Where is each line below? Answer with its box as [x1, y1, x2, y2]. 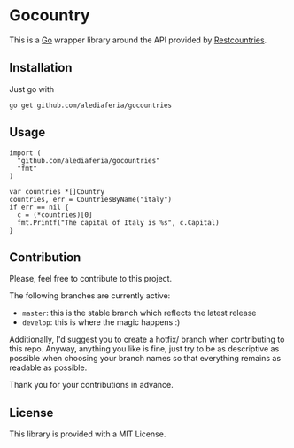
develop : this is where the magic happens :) [21, 317, 181, 328]
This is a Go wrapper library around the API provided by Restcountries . [9, 35, 267, 45]
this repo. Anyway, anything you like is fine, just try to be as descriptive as [9, 344, 280, 354]
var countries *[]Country [9, 187, 104, 196]
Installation [9, 60, 73, 75]
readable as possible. [9, 362, 88, 373]
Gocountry [9, 5, 90, 26]
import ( [9, 148, 42, 158]
